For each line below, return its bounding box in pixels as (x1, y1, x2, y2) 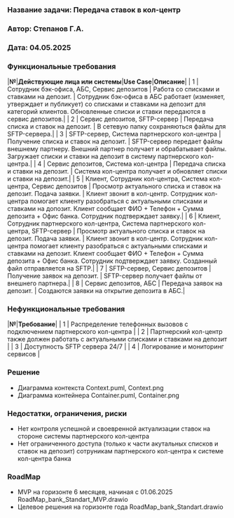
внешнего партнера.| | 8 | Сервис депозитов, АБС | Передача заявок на (7, 279, 223, 287)
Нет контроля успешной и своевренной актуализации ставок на (17, 424, 211, 433)
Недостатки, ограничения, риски (7, 408, 128, 418)
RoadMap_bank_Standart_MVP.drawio (17, 496, 128, 504)
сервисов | (7, 350, 40, 358)
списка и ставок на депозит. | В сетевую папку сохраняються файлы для (7, 122, 226, 131)
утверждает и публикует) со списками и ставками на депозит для (7, 100, 206, 108)
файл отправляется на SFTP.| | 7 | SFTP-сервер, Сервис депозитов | (7, 264, 212, 273)
